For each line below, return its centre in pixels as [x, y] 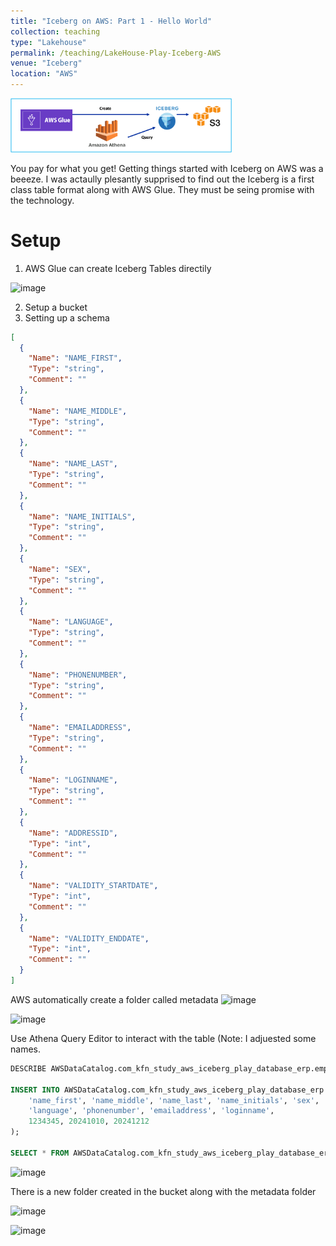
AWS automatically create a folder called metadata [114, 999]
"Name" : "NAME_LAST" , [73, 464]
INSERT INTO [35, 1090]
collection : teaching [55, 31]
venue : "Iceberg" [46, 63]
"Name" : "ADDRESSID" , [73, 833]
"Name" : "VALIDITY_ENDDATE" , [89, 938]
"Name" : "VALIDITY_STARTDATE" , [93, 886]
